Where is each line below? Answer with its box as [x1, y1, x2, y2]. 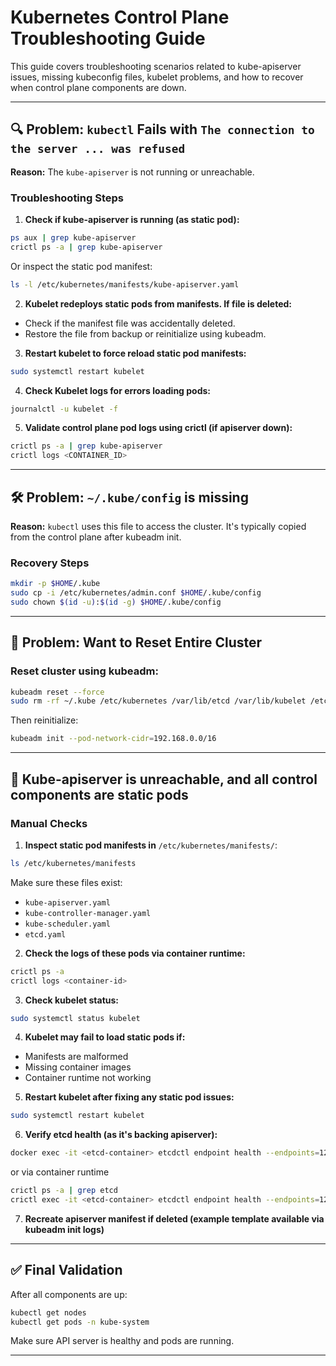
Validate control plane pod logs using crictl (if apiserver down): [24, 422, 293, 434]
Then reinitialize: [10, 714, 79, 726]
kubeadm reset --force [10, 687, 105, 697]
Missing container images [24, 1061, 132, 1073]
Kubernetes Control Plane [10, 6, 230, 29]
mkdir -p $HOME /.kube [10, 579, 101, 589]
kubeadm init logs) [24, 1223, 105, 1235]
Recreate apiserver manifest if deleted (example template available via [24, 1212, 325, 1225]
